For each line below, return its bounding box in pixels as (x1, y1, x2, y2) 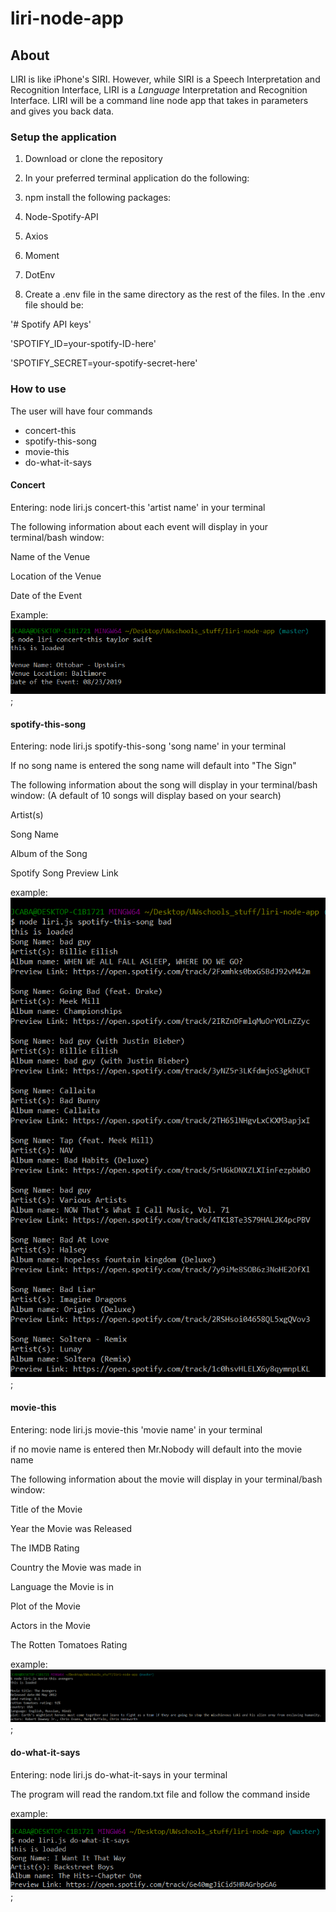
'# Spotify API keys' (10, 318, 92, 331)
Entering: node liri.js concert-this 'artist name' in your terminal (10, 501, 266, 513)
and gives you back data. (10, 105, 115, 117)
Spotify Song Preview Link (10, 867, 119, 879)
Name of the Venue (10, 550, 91, 562)
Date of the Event (10, 589, 83, 601)
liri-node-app (10, 7, 124, 30)
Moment (24, 250, 60, 262)
